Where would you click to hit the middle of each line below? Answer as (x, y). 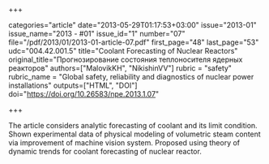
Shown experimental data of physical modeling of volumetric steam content (134, 134)
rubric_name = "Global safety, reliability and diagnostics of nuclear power (131, 77)
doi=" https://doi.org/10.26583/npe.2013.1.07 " (84, 94)
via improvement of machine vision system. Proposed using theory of (124, 142)
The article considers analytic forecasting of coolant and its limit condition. (133, 125)
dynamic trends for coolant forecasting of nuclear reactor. (105, 151)
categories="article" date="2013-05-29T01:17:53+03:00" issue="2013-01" (132, 25)
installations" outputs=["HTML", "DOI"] (73, 85)
